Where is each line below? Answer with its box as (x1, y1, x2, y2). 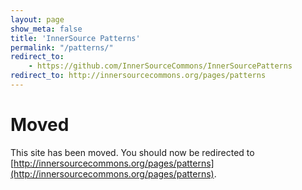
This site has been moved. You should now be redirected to (10, 146, 255, 158)
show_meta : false (10, 24, 83, 34)
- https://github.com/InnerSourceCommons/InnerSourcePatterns (28, 61, 293, 71)
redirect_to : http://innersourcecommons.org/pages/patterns (10, 71, 267, 81)
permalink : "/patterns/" (10, 42, 114, 53)
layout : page (10, 14, 65, 25)
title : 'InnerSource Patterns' (10, 33, 141, 43)
